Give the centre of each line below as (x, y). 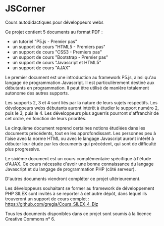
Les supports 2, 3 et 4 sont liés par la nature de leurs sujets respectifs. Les (81, 102)
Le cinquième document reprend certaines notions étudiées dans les (75, 128)
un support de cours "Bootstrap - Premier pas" (60, 57)
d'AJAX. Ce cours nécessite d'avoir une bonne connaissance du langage (80, 164)
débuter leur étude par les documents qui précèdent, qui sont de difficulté (81, 143)
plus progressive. (23, 149)
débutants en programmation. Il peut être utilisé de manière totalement (77, 88)
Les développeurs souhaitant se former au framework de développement (80, 188)
